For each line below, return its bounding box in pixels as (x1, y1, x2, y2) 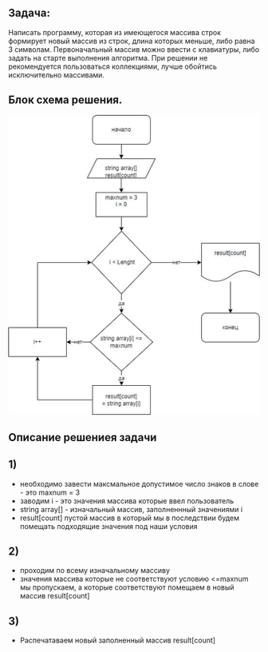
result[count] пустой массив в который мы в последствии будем (19, 513, 240, 523)
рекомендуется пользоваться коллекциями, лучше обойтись (8, 62, 218, 71)
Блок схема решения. (8, 93, 123, 107)
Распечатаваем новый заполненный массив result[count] (19, 635, 216, 646)
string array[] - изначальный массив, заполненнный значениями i (19, 504, 243, 514)
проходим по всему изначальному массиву (19, 566, 170, 575)
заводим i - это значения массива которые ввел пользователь (19, 495, 235, 506)
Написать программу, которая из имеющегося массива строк (8, 27, 222, 37)
